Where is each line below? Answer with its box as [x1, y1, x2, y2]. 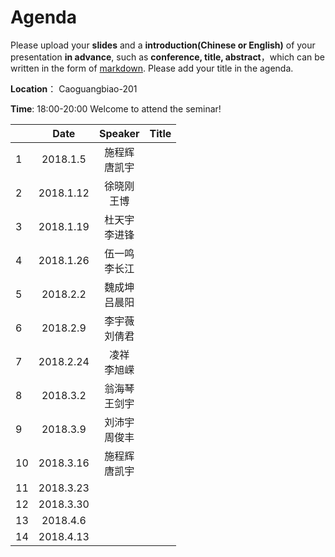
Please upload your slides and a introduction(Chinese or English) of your [10, 39, 316, 51]
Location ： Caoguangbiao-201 [10, 82, 138, 95]
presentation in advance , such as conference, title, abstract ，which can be [10, 51, 326, 63]
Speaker [98, 126, 140, 140]
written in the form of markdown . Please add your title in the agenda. [10, 62, 294, 74]
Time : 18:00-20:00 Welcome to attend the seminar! [10, 102, 222, 115]
